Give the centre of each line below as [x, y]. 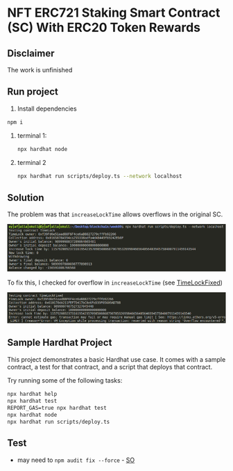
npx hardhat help [32, 394]
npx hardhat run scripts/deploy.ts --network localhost [100, 176]
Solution [26, 197]
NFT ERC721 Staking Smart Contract [114, 13]
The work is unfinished [40, 70]
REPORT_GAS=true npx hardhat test [57, 408]
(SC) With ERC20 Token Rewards [104, 27]
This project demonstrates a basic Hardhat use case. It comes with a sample [116, 359]
